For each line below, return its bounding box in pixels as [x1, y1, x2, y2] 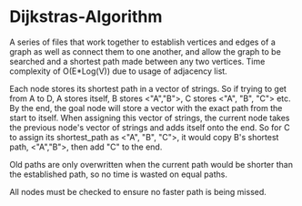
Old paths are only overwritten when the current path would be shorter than [9, 159, 294, 170]
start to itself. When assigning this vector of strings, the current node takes [9, 112, 290, 123]
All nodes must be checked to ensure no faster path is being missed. [9, 186, 267, 197]
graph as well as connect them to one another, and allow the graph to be [9, 46, 282, 57]
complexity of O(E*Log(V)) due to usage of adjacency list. [9, 66, 227, 77]
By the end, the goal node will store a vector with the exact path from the [9, 102, 283, 113]
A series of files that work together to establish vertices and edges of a [9, 36, 276, 47]
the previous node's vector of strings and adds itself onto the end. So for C [9, 121, 290, 133]
